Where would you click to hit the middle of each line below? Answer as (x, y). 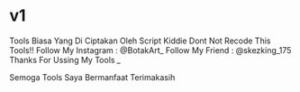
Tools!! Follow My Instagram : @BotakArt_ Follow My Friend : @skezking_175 (150, 50)
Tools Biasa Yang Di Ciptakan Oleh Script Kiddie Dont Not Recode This (140, 41)
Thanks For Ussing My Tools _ (65, 60)
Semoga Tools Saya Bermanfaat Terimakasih (92, 77)
